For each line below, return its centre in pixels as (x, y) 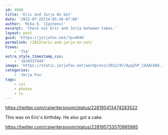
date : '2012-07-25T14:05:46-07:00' (42, 19)
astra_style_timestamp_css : (34, 56)
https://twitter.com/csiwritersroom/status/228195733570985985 (72, 127)
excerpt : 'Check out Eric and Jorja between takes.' (61, 28)
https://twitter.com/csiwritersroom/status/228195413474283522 (71, 107)
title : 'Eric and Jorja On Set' (39, 14)
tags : (11, 79)
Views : (12, 47)
